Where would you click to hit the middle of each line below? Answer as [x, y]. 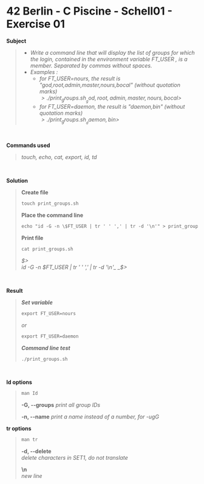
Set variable [37, 302]
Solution [17, 181]
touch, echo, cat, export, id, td [59, 157]
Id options [19, 382]
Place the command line [52, 215]
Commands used [28, 145]
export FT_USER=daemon [50, 336]
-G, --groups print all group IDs [61, 405]
